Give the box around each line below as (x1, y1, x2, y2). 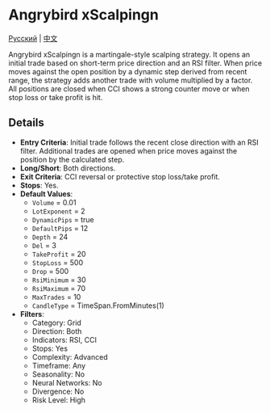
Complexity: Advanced (31, 352, 108, 361)
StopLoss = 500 (31, 257, 83, 268)
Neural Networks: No (31, 377, 102, 387)
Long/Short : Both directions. (19, 163, 116, 173)
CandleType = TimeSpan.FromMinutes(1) (31, 301, 165, 310)
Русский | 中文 (8, 33, 58, 43)
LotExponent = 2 (31, 206, 86, 216)
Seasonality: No (31, 369, 85, 379)
